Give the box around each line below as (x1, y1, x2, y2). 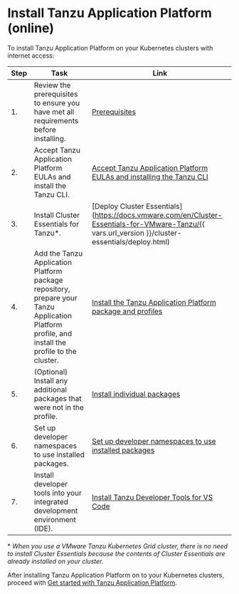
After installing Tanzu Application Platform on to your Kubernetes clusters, (7, 570, 225, 579)
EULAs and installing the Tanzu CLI (91, 172, 208, 182)
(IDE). (33, 523, 53, 533)
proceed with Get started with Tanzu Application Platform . (7, 578, 178, 587)
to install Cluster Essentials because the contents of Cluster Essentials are (7, 549, 225, 558)
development (33, 506, 78, 516)
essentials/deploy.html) (91, 236, 171, 246)
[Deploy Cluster (91, 201, 144, 211)
